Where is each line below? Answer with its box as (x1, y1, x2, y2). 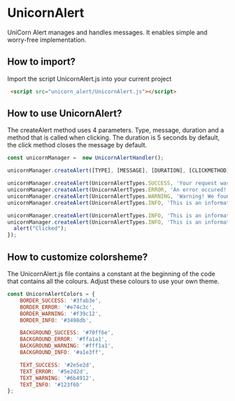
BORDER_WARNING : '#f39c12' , (20, 310, 101, 317)
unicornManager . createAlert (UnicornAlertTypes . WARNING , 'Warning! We (7, 193, 215, 200)
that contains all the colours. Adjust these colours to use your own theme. (7, 277, 220, 285)
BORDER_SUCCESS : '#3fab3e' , (20, 297, 101, 304)
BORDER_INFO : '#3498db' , (20, 317, 92, 324)
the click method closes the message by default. (7, 141, 148, 149)
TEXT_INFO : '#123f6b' (20, 381, 83, 388)
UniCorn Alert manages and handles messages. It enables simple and (7, 28, 208, 36)
